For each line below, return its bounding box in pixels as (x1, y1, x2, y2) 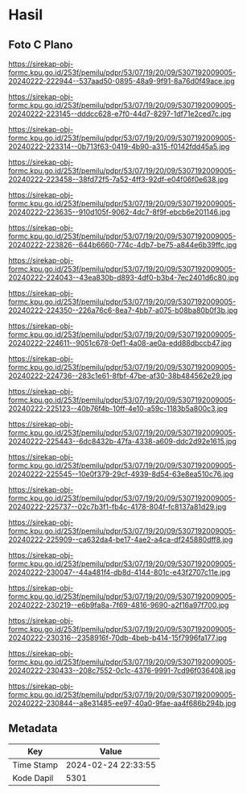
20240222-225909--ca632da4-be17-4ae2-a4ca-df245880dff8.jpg (8, 534, 233, 544)
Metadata (8, 721, 58, 735)
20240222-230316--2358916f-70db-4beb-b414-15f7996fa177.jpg (8, 633, 228, 642)
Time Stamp (12, 759, 59, 771)
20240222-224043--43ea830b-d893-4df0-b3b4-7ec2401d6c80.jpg (8, 272, 239, 282)
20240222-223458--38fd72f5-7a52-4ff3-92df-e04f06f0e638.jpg (8, 175, 228, 184)
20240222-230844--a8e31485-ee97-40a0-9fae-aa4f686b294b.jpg (8, 699, 237, 708)
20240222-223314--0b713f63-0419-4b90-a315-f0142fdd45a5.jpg (8, 142, 230, 151)
